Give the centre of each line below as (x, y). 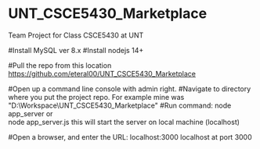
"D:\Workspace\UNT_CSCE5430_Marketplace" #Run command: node (120, 105)
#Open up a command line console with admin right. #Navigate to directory (130, 89)
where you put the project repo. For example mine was (96, 97)
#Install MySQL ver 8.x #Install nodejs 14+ (76, 50)
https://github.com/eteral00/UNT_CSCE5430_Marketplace (102, 73)
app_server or (31, 113)
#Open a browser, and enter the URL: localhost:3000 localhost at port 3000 (130, 137)
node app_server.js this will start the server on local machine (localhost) (124, 122)
